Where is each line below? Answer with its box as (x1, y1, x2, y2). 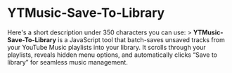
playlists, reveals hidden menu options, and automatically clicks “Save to (7, 51, 218, 59)
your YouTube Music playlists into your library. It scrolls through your (7, 43, 206, 51)
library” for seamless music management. (7, 58, 128, 66)
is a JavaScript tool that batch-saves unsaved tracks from (57, 35, 225, 44)
